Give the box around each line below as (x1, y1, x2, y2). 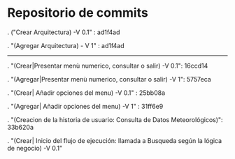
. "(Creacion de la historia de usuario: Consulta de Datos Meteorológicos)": (7, 115, 223, 123)
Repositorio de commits (7, 5, 148, 21)
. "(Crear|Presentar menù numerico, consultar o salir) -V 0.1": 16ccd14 (7, 61, 208, 70)
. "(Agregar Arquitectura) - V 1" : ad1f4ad (7, 41, 124, 50)
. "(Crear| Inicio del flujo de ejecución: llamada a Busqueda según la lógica (7, 136, 222, 144)
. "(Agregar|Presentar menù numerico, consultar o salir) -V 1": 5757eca (7, 75, 211, 83)
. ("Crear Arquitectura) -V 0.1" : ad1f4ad (7, 28, 120, 36)
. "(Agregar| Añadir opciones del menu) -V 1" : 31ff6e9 (7, 102, 164, 110)
